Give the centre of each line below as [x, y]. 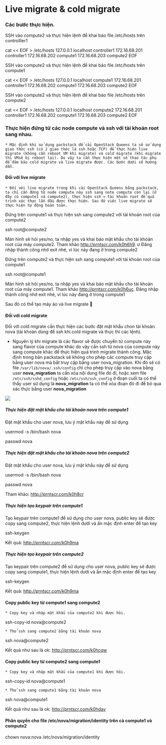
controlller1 [16, 41]
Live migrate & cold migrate [63, 9]
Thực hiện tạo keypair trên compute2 [44, 554]
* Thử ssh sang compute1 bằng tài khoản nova [53, 690]
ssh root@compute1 [26, 274]
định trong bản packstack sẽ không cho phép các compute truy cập [82, 357]
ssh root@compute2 [26, 229]
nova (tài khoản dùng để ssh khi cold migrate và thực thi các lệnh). [73, 332]
